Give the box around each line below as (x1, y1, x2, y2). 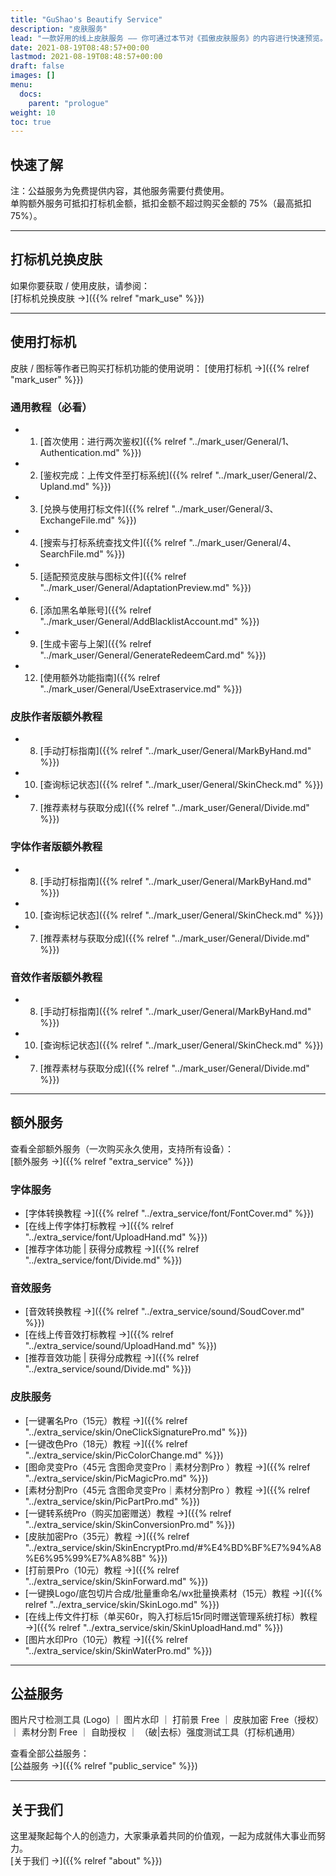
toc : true (10, 117, 52, 127)
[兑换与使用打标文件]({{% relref (39, 502, 170, 515)
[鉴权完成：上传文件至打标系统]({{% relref (39, 469, 213, 481)
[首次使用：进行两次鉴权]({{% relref (39, 435, 187, 447)
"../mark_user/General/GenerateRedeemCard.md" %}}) (39, 649, 267, 661)
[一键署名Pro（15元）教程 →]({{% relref (24, 1414, 188, 1426)
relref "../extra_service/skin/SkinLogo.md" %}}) (24, 1598, 220, 1610)
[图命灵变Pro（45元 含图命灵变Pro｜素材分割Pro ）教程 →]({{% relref (24, 1461, 311, 1473)
